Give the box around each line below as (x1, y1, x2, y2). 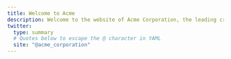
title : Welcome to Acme (7, 9, 76, 17)
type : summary (13, 28, 54, 36)
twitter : (7, 22, 32, 29)
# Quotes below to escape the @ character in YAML (13, 35, 162, 42)
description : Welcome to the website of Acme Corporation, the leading (7, 16, 217, 23)
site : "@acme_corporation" (13, 41, 91, 48)
